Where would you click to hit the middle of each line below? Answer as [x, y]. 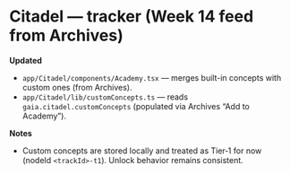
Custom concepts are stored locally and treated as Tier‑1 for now [142, 151]
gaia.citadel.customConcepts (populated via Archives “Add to [136, 106]
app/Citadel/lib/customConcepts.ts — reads [105, 97]
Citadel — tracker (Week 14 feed [132, 17]
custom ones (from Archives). [77, 87]
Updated [26, 60]
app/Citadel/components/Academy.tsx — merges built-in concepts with [152, 77]
